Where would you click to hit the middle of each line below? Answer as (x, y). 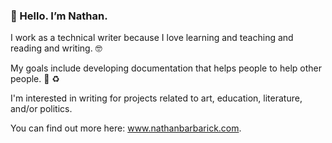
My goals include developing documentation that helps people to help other (166, 68)
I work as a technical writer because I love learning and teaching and (152, 38)
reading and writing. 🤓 (56, 48)
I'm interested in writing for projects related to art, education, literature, (156, 98)
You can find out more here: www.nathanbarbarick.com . (126, 128)
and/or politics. (41, 109)
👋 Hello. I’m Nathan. (59, 16)
